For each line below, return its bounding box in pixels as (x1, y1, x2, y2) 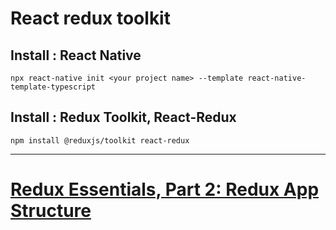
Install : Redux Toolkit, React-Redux (10, 109, 237, 126)
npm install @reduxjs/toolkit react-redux (10, 135, 190, 146)
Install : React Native (10, 47, 142, 64)
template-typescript (10, 82, 97, 92)
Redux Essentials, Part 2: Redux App (10, 178, 320, 201)
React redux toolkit (10, 7, 171, 30)
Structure (10, 200, 92, 222)
